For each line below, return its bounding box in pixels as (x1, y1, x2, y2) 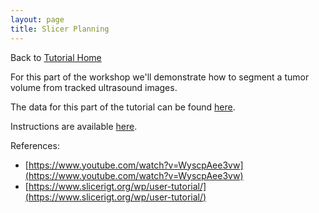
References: (10, 139, 60, 151)
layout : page (10, 14, 65, 25)
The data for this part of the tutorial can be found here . (10, 101, 236, 113)
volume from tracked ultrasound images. (10, 81, 178, 93)
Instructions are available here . (10, 120, 138, 132)
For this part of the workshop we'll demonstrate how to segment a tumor (10, 71, 310, 83)
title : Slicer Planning (10, 24, 110, 34)
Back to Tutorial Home (10, 51, 102, 63)
